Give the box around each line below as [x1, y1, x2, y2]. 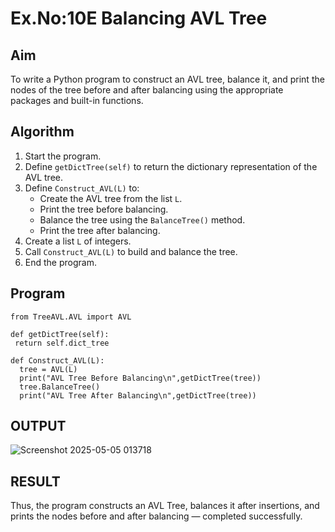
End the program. [24, 256, 97, 268]
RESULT [10, 473, 61, 490]
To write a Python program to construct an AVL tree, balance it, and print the [10, 73, 325, 85]
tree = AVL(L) [19, 364, 78, 374]
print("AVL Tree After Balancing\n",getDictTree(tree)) [19, 390, 257, 401]
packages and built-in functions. [10, 95, 144, 106]
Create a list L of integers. [24, 235, 132, 247]
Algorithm [10, 123, 75, 141]
